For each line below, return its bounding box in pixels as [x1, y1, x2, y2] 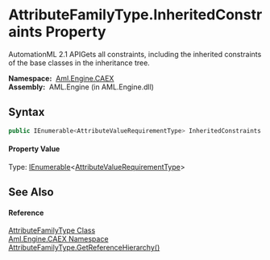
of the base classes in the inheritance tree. [8, 58, 151, 68]
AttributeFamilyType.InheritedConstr [8, 6, 263, 24]
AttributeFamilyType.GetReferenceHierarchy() [8, 243, 160, 253]
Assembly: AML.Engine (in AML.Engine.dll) [8, 82, 155, 92]
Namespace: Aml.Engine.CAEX [8, 73, 114, 83]
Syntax [8, 105, 45, 119]
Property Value [8, 144, 60, 154]
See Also [8, 185, 54, 199]
